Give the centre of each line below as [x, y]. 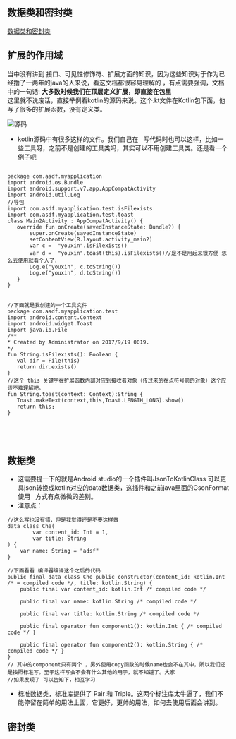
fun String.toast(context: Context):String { [75, 394]
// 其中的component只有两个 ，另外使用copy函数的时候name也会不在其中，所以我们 [114, 665]
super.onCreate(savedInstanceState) [83, 233]
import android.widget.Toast [50, 323]
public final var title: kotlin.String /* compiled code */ [110, 614]
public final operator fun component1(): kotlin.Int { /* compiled [121, 627]
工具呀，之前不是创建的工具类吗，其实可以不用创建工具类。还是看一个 [125, 148]
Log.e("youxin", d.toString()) [75, 273]
